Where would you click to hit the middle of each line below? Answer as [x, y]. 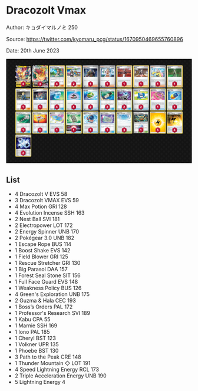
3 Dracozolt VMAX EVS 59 [47, 201]
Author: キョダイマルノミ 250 [42, 27]
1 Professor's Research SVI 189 [52, 313]
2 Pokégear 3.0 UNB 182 [44, 238]
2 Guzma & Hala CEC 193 [45, 301]
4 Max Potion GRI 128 [41, 206]
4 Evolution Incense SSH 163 [49, 213]
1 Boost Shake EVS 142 [42, 251]
